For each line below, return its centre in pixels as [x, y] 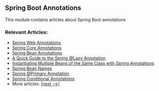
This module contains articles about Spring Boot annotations [65, 19]
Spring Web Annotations [36, 43]
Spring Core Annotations [37, 48]
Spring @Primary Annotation [40, 74]
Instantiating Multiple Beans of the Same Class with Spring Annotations [83, 63]
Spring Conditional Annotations [43, 79]
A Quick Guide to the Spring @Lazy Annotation [59, 58]
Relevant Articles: [27, 32]
